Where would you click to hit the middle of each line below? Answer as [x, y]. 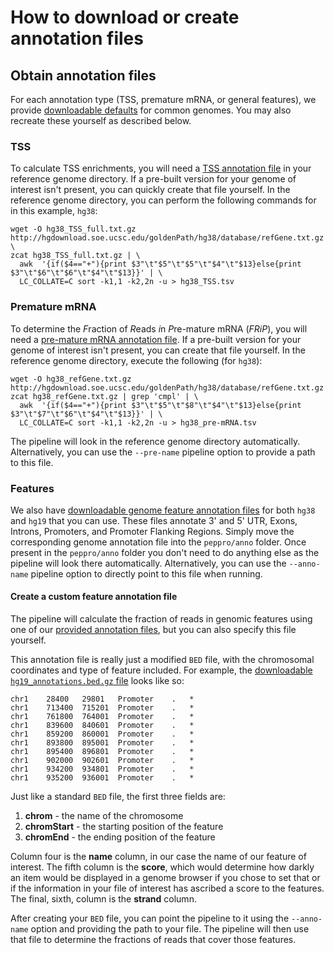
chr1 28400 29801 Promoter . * [102, 699]
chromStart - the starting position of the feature [124, 827]
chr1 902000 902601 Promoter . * [102, 761]
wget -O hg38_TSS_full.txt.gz [73, 229]
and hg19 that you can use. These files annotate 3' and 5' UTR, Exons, [154, 520]
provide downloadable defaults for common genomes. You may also [151, 110]
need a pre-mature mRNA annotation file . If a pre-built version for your [156, 339]
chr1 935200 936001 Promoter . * [102, 778]
